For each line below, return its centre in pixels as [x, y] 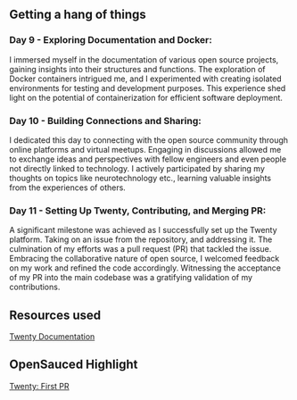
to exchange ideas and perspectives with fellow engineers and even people [148, 159]
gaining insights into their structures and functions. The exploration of [137, 69]
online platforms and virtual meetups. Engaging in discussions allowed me [145, 149]
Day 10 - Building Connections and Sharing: [106, 121]
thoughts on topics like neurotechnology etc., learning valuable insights [140, 178]
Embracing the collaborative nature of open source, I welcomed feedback [144, 259]
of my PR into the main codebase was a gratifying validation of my [131, 278]
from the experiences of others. [68, 187]
